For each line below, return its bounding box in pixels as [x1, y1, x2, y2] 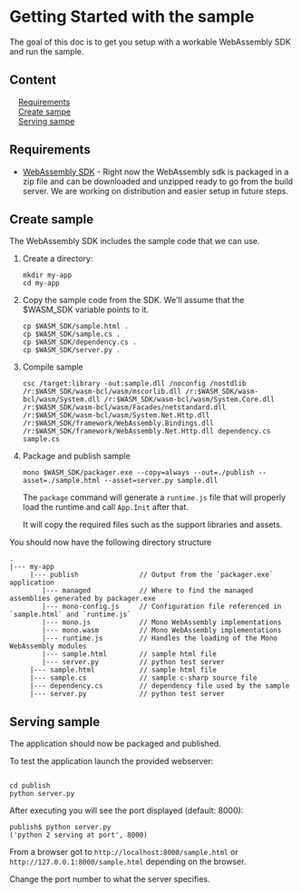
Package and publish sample [22, 451, 131, 462]
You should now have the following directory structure [9, 537, 212, 548]
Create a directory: [22, 253, 93, 264]
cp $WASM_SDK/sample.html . [22, 322, 129, 331]
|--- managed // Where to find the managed [42, 586, 254, 595]
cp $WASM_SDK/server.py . [22, 346, 121, 355]
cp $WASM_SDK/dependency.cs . [22, 338, 138, 347]
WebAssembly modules [9, 642, 88, 651]
